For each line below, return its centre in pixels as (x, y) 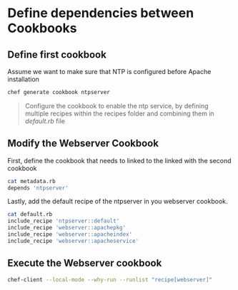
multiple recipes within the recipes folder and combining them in (119, 113)
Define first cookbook (57, 55)
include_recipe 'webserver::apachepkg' (67, 228)
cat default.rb (30, 214)
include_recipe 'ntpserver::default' (64, 221)
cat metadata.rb (31, 181)
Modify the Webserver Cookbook (83, 144)
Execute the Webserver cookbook (85, 263)
